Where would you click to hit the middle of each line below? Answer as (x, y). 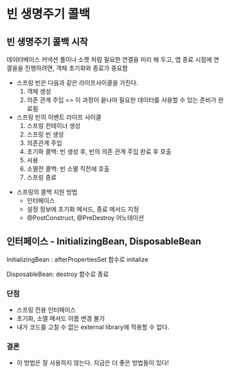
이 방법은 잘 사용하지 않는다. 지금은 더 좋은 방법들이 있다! (93, 363)
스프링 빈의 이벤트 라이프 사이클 (59, 117)
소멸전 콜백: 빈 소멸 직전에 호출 (68, 169)
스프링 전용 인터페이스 (46, 310)
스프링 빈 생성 (45, 134)
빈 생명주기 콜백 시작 (47, 42)
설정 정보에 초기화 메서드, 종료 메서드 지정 (83, 209)
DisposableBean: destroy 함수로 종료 (58, 274)
